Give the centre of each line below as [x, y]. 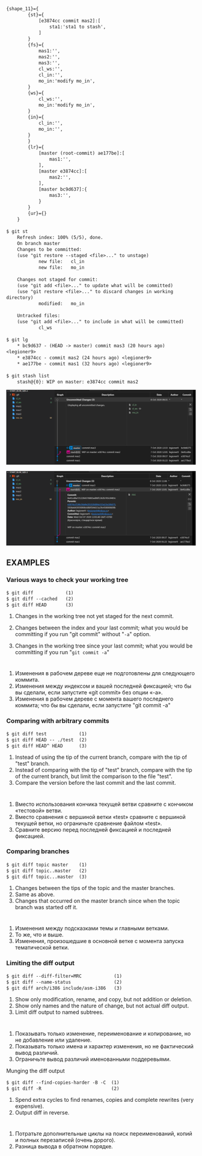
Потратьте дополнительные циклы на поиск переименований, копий [103, 1133]
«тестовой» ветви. [38, 810]
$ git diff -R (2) [63, 1089]
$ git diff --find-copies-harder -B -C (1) [63, 1083]
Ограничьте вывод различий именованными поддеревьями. [93, 1059]
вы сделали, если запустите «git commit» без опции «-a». [89, 693]
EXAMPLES [28, 562]
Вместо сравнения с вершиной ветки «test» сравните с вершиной [100, 817]
